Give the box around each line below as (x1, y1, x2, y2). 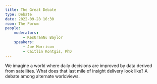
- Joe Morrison (23, 44, 54, 49)
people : (5, 26, 21, 31)
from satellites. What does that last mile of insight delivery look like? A (5, 68, 148, 74)
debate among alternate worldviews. (5, 73, 80, 79)
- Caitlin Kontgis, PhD (23, 49, 72, 54)
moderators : (14, 30, 39, 35)
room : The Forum (5, 21, 39, 26)
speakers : (14, 40, 35, 45)
